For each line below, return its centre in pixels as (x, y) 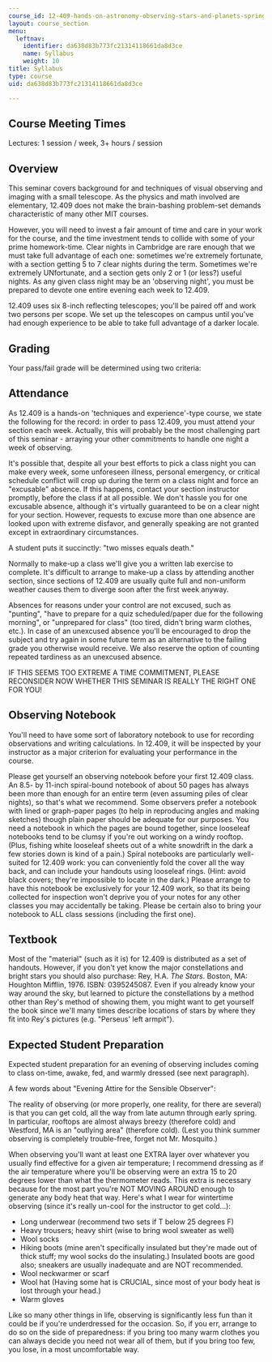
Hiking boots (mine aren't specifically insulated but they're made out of (138, 1248)
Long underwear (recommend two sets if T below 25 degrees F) (127, 1222)
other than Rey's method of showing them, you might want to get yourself (132, 1002)
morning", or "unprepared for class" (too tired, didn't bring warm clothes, (130, 622)
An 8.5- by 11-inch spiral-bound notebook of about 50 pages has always (129, 785)
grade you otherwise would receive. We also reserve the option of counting (134, 648)
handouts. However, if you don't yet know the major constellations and (126, 968)
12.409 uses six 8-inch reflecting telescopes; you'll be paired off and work (132, 306)
